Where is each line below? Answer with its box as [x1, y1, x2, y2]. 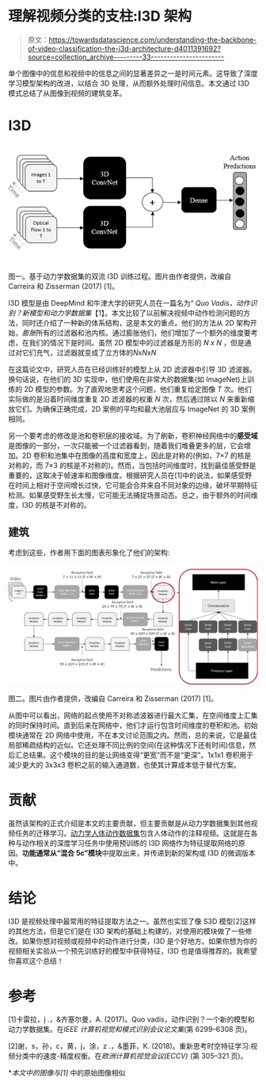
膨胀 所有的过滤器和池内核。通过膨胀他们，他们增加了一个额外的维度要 [22, 328, 251, 337]
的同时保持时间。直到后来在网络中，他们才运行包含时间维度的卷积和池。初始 [8, 721, 258, 730]
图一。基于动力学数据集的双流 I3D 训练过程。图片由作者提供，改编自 [8, 271, 232, 281]
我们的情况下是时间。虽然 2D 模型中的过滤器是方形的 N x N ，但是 [28, 337, 245, 347]
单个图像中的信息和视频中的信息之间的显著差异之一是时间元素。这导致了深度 [8, 68, 258, 78]
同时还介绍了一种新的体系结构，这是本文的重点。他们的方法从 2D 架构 [21, 318, 251, 327]
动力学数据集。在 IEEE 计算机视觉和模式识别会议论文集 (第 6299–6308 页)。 [8, 1025, 252, 1034]
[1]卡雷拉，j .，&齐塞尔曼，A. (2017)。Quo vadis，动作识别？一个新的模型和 [8, 1015, 255, 1024]
